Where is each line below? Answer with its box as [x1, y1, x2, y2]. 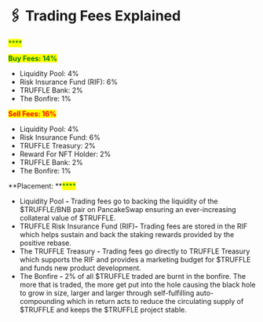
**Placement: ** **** [8, 181, 76, 190]
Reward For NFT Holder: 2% [19, 149, 111, 159]
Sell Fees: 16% [8, 108, 57, 119]
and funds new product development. [19, 263, 141, 273]
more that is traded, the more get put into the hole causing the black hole [19, 280, 256, 289]
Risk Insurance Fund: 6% [19, 132, 100, 142]
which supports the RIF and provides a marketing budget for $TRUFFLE [19, 254, 251, 264]
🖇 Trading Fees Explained [8, 7, 181, 25]
